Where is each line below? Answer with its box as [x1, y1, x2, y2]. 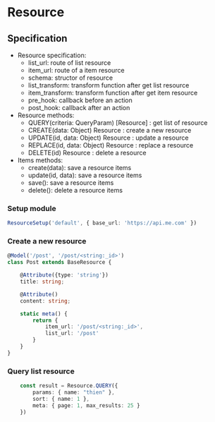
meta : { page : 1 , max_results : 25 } [32, 402, 140, 409]
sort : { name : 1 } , [32, 395, 90, 402]
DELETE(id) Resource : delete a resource [27, 149, 147, 157]
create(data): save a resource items [27, 164, 132, 171]
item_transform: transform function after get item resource [27, 89, 198, 97]
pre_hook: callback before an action [27, 96, 133, 104]
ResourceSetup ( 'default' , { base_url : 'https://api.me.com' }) [7, 219, 197, 227]
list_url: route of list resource [27, 59, 111, 67]
